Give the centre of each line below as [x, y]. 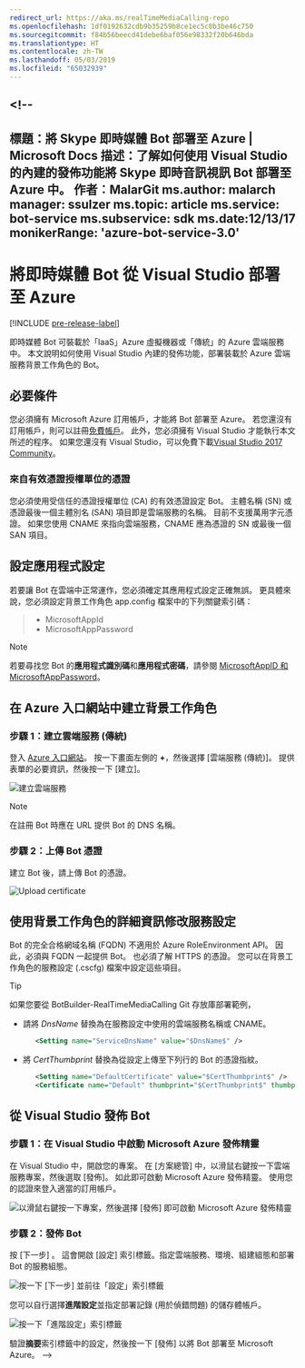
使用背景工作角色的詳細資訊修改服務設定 [123, 922]
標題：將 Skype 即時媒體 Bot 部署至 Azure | [131, 139]
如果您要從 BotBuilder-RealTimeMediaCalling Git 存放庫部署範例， [133, 1005]
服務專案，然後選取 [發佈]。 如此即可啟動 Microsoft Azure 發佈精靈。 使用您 [151, 1176]
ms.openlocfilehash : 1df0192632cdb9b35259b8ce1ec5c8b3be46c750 [132, 26]
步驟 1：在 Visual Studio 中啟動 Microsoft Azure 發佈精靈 [135, 1144]
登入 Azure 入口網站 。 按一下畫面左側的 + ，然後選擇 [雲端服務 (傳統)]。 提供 [152, 758]
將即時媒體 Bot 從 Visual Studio [127, 274]
